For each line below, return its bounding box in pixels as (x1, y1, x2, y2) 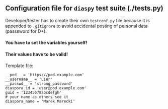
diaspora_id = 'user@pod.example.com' (5, 85, 87, 90)
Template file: (5, 63, 34, 69)
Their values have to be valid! (5, 51, 68, 57)
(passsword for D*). (5, 28, 47, 34)
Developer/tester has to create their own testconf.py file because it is (5, 17, 150, 23)
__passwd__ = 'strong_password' (5, 81, 73, 86)
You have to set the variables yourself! (5, 40, 88, 46)
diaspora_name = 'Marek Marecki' (5, 98, 75, 104)
